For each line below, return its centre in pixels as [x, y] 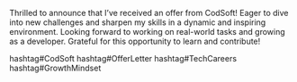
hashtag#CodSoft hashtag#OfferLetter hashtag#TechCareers [123, 58]
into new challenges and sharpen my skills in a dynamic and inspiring [138, 22]
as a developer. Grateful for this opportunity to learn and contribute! [135, 41]
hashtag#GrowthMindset [55, 68]
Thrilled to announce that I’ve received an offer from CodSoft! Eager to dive [149, 13]
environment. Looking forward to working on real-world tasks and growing [147, 32]
